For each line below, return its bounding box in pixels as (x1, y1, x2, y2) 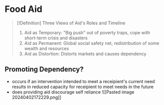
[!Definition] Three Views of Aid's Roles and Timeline (16, 20, 126, 26)
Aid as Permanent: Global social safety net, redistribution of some (24, 40, 160, 46)
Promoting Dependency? (4, 65, 84, 74)
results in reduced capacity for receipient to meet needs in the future (11, 84, 154, 90)
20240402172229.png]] (11, 94, 62, 100)
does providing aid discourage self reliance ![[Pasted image (11, 89, 135, 95)
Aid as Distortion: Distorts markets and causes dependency (24, 51, 147, 57)
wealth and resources (24, 45, 69, 51)
